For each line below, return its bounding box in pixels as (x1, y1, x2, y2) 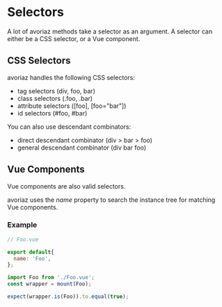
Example (7, 220, 38, 230)
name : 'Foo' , (13, 255, 51, 262)
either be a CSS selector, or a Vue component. (7, 34, 141, 42)
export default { (7, 249, 54, 255)
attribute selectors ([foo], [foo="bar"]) (17, 102, 127, 110)
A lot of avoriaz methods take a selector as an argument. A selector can (7, 27, 213, 36)
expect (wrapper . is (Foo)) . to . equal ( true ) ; (7, 293, 129, 300)
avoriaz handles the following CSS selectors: (7, 73, 136, 81)
